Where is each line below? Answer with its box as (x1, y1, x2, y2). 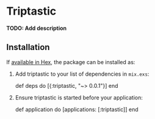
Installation (6, 42, 50, 52)
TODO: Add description (6, 24, 67, 32)
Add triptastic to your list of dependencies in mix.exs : (15, 70, 150, 78)
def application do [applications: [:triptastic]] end (15, 106, 139, 113)
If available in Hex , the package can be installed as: (6, 58, 135, 65)
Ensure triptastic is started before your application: (15, 93, 143, 101)
